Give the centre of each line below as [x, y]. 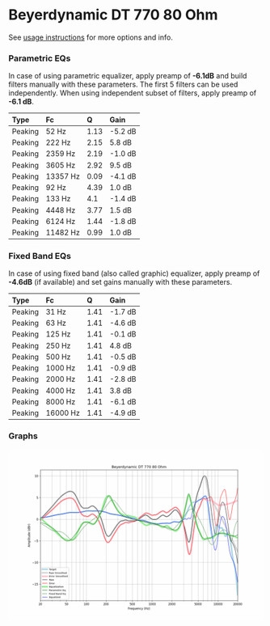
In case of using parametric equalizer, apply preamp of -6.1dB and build [128, 76]
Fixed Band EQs [40, 256]
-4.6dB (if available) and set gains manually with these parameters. [120, 282]
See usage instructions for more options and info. [91, 37]
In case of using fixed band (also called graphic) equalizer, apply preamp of [134, 273]
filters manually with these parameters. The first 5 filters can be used [123, 85]
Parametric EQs [40, 58]
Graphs [23, 436]
